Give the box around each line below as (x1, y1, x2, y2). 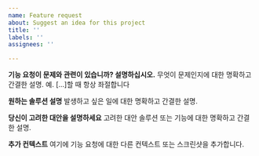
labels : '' (8, 33, 44, 42)
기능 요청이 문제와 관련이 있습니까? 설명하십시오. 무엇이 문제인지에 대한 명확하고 (8, 70, 252, 79)
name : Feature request (8, 11, 82, 20)
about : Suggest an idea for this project (8, 19, 146, 27)
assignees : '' (8, 41, 55, 49)
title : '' (8, 26, 41, 34)
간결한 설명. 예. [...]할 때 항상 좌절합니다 (8, 80, 130, 89)
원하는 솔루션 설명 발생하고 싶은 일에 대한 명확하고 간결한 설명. (8, 96, 198, 106)
